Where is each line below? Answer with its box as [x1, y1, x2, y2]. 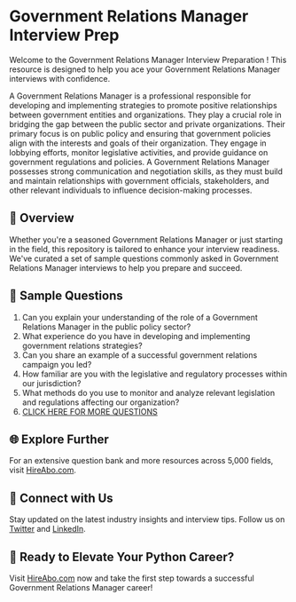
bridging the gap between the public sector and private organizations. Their [9, 118, 286, 130]
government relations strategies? [21, 340, 144, 351]
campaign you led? [21, 359, 92, 369]
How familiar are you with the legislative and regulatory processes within [21, 368, 288, 379]
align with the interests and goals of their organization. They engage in [9, 138, 268, 148]
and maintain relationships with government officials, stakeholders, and [9, 175, 269, 186]
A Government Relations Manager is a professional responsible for [9, 91, 252, 101]
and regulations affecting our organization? [21, 397, 180, 408]
